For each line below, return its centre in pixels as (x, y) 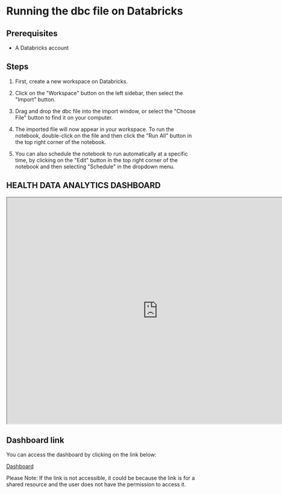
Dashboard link (35, 441)
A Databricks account (42, 48)
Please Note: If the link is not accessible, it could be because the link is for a (101, 478)
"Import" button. (35, 99)
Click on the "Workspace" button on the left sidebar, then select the (99, 93)
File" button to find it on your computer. (64, 117)
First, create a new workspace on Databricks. (71, 81)
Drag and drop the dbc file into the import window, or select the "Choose (105, 111)
